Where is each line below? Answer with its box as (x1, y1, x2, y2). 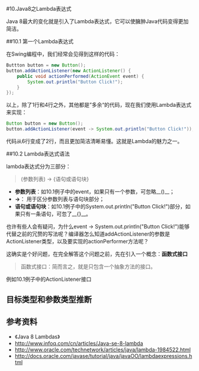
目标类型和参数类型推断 (6, 294, 92, 305)
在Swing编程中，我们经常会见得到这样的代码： (6, 50, 120, 58)
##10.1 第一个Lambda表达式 (6, 38, 74, 45)
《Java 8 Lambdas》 (14, 333, 60, 340)
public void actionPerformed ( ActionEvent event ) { (17, 73, 145, 79)
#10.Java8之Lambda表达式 (6, 5, 72, 12)
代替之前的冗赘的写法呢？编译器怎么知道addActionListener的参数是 (6, 230, 171, 237)
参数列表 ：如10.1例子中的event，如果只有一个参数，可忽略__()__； (14, 188, 175, 195)
